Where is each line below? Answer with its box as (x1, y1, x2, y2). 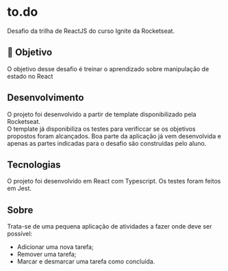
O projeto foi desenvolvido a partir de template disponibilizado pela (7, 110, 197, 118)
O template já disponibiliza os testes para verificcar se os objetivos (7, 125, 197, 133)
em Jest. (7, 184, 32, 192)
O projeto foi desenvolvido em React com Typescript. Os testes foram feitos (7, 177, 221, 185)
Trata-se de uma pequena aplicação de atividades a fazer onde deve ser (7, 222, 212, 231)
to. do (7, 4, 38, 20)
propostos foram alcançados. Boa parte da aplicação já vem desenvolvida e (7, 131, 221, 140)
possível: (7, 230, 33, 238)
